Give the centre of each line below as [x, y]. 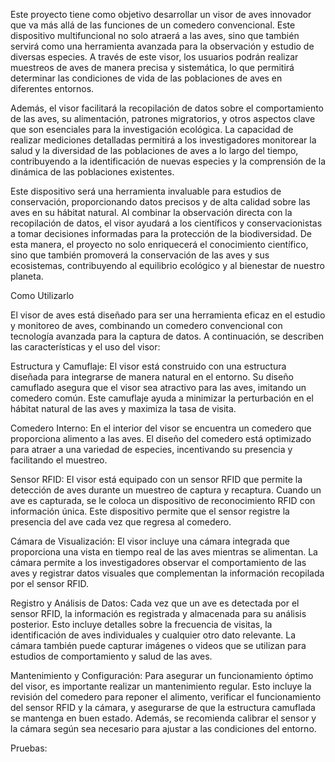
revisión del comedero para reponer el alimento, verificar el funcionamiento [166, 697]
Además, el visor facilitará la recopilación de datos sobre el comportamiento [167, 108]
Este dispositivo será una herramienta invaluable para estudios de [146, 191]
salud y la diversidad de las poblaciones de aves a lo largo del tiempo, [154, 150]
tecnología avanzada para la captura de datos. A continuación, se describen [167, 336]
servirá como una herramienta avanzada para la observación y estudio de [162, 46]
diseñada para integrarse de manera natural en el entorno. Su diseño [152, 377]
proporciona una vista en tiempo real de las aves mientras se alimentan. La [164, 552]
